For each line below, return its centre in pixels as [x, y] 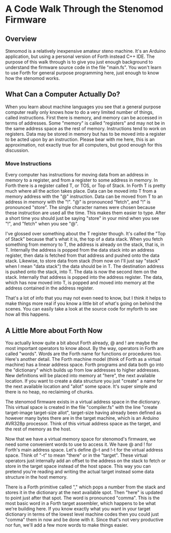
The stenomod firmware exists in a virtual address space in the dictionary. [83, 402]
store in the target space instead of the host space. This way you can [78, 466]
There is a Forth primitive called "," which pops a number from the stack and [86, 487]
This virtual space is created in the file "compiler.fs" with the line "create [81, 407]
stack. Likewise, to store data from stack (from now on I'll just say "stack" [82, 261]
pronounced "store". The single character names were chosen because [80, 208]
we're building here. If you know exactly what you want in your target [78, 508]
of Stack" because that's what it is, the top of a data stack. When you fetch [84, 239]
